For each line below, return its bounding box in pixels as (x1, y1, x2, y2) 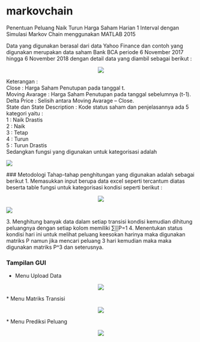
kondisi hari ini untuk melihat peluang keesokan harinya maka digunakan (6, 230, 186, 238)
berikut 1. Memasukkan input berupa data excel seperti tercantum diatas (6, 177, 185, 185)
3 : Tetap (6, 129, 28, 136)
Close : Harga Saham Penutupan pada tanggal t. (6, 84, 126, 91)
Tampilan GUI (6, 258, 46, 267)
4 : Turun (6, 135, 29, 142)
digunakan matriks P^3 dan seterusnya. (6, 243, 104, 251)
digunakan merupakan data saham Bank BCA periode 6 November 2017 (6, 48, 184, 55)
